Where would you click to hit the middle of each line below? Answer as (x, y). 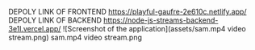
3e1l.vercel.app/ (35, 29)
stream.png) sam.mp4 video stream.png (75, 37)
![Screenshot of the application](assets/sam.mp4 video (154, 29)
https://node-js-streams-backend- (161, 20)
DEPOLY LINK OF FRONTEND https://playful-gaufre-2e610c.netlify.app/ (127, 12)
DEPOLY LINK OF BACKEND (55, 20)
